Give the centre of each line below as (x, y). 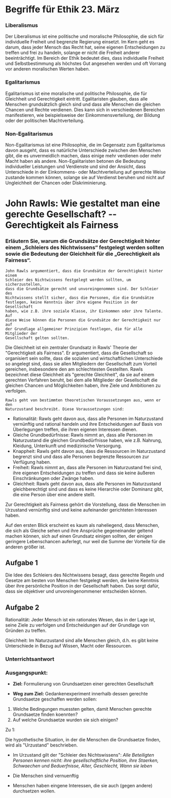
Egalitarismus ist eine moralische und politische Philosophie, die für (76, 93)
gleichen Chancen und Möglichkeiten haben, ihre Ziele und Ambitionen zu (83, 385)
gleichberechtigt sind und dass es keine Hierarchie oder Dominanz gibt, (88, 489)
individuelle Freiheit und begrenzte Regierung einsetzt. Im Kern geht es (80, 42)
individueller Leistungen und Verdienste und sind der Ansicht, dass (76, 166)
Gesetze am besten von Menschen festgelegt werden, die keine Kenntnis (82, 581)
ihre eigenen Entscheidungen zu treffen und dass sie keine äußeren (84, 473)
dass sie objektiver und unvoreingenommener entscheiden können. (76, 591)
